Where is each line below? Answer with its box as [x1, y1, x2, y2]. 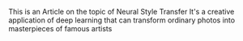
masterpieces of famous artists [8, 24, 113, 33]
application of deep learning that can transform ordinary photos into [8, 15, 236, 25]
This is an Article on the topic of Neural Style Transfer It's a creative [8, 7, 235, 16]
